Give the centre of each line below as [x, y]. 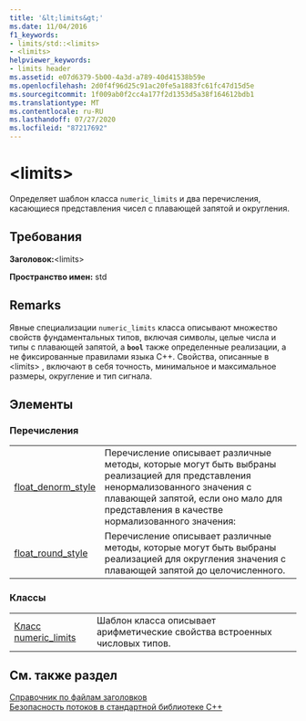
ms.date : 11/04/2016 [49, 26]
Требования [46, 237]
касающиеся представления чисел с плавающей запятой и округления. [149, 208]
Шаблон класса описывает [157, 620]
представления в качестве [164, 510]
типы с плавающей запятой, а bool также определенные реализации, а [148, 347]
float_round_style [51, 553]
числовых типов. [134, 643]
